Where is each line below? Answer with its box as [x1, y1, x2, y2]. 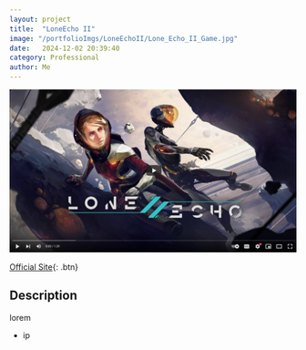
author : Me [9, 63, 51, 72]
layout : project [9, 15, 71, 24]
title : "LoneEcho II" [9, 24, 96, 34]
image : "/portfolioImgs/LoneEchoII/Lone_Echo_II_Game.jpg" [9, 34, 239, 43]
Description [9, 288, 77, 304]
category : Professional [9, 53, 100, 63]
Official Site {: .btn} [9, 261, 79, 273]
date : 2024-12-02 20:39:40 [9, 44, 120, 53]
